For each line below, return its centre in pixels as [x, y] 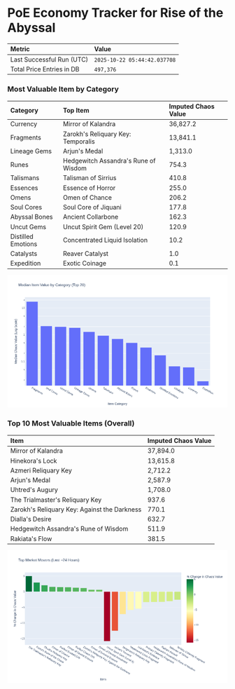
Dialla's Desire [31, 519]
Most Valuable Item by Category [63, 89]
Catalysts [24, 254]
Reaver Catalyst [85, 254]
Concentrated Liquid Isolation [105, 240]
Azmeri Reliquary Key [41, 470]
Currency [24, 124]
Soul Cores [26, 207]
